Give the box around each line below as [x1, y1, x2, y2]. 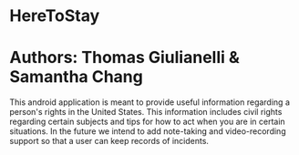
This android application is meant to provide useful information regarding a [9, 97, 290, 108]
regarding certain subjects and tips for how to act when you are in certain [9, 116, 285, 128]
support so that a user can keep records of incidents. [9, 136, 210, 147]
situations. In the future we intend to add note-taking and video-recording [9, 126, 286, 137]
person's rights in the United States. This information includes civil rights [9, 107, 283, 118]
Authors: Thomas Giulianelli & [9, 47, 240, 68]
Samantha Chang [9, 67, 143, 88]
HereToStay [9, 5, 100, 26]
